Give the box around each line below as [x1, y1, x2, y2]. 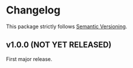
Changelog [6, 4, 61, 17]
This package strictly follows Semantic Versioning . [6, 23, 127, 30]
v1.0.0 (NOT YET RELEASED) [6, 40, 112, 50]
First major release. [6, 55, 52, 62]
